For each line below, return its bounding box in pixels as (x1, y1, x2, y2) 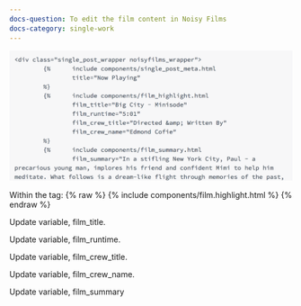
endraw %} (9, 199, 51, 210)
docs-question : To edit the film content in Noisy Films (9, 14, 227, 23)
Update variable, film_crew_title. (9, 251, 128, 262)
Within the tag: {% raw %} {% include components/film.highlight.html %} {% (9, 189, 293, 200)
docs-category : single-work (9, 23, 115, 33)
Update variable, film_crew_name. (9, 268, 135, 279)
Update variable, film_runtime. (9, 234, 121, 245)
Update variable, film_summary (9, 286, 125, 297)
